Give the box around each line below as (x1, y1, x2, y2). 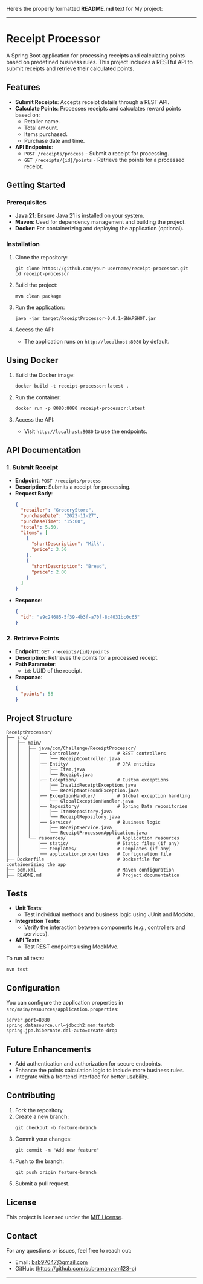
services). (24, 930, 50, 937)
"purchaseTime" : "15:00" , (21, 518, 86, 524)
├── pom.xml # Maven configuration (6, 867, 174, 873)
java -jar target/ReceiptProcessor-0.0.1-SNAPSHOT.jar (14, 315, 156, 321)
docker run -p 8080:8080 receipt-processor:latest (14, 405, 146, 411)
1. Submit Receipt (6, 463, 59, 471)
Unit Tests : (14, 904, 43, 912)
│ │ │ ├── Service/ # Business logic (6, 819, 161, 825)
